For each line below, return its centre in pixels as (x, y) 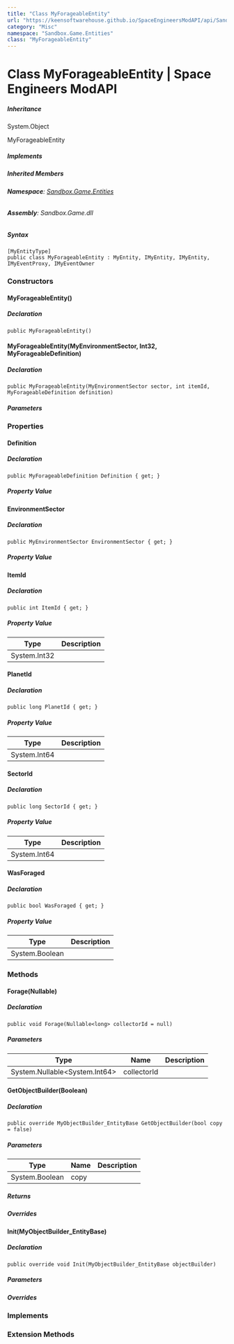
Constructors (30, 282)
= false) (20, 1129)
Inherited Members (36, 174)
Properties (25, 426)
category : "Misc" (32, 27)
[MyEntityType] (29, 252)
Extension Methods (41, 1334)
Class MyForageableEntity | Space (109, 74)
